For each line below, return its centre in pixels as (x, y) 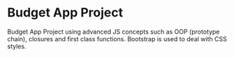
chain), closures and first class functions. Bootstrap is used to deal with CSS (117, 38)
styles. (17, 46)
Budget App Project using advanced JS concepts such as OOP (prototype (114, 32)
